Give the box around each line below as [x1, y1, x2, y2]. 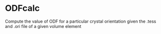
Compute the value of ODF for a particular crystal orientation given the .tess [5, 18, 156, 24]
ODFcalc [5, 3, 40, 14]
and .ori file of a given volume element [5, 23, 82, 29]
